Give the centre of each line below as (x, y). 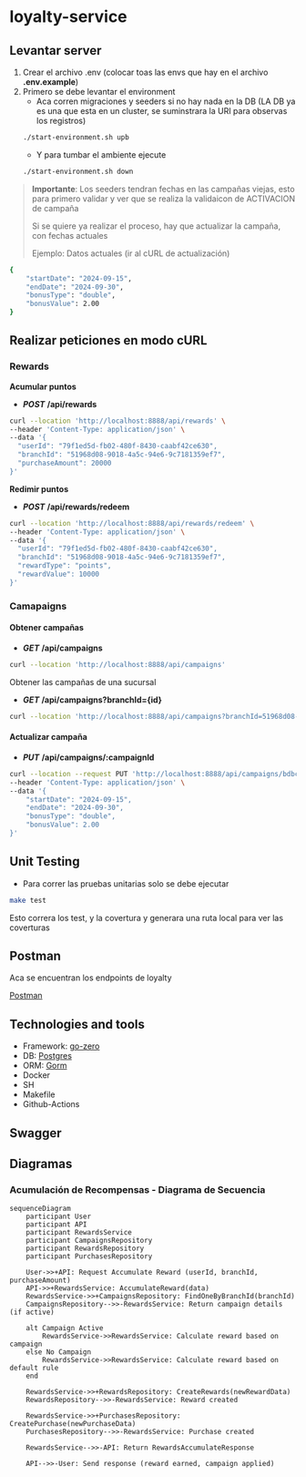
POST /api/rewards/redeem (76, 507)
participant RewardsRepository (85, 1249)
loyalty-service (68, 17)
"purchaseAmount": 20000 (65, 463)
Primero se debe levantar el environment (99, 92)
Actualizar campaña (49, 737)
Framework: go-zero (61, 1046)
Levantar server (56, 51)
